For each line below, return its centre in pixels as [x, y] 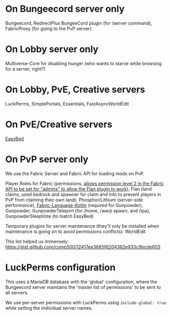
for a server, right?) [26, 69]
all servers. [17, 292]
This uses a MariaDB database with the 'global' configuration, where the [81, 282]
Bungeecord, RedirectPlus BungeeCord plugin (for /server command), [79, 23]
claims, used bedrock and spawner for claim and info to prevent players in [83, 194]
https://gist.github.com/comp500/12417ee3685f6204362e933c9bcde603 [83, 247]
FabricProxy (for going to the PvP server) [48, 28]
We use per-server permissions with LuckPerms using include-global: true [86, 302]
